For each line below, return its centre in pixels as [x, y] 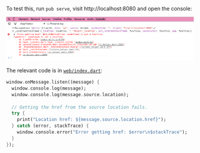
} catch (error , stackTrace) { [50, 126]
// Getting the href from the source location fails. [79, 107]
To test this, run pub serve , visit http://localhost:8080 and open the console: [99, 9]
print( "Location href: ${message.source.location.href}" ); [92, 120]
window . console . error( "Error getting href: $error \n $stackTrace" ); [102, 132]
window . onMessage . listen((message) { [53, 82]
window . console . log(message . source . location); [70, 94]
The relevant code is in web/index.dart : [54, 71]
